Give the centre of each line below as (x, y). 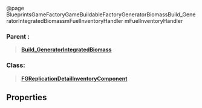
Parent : (18, 36)
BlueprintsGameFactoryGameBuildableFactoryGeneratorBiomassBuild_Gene (101, 14)
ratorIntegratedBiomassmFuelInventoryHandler (65, 21)
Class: (16, 65)
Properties (27, 97)
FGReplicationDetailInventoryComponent (74, 78)
